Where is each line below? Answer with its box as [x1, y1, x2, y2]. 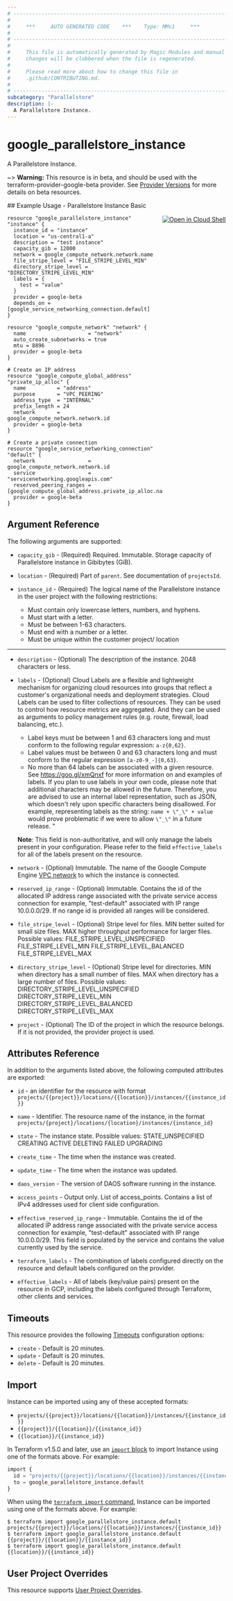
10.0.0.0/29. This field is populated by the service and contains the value [17, 1236, 225, 1245]
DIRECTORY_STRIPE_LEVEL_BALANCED [17, 999, 133, 1007]
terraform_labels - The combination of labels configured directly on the [17, 1256, 224, 1265]
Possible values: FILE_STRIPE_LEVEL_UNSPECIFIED [17, 934, 165, 943]
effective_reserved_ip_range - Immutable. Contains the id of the [17, 1214, 203, 1222]
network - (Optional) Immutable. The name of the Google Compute [17, 863, 207, 872]
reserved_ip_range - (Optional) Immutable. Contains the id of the [17, 884, 202, 892]
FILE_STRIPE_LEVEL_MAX [17, 949, 92, 958]
